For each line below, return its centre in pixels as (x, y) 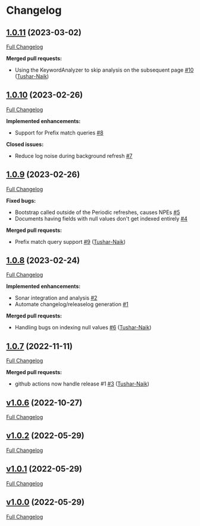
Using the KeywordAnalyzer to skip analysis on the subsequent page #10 (104, 70)
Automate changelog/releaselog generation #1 (71, 304)
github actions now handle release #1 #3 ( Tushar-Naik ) (82, 384)
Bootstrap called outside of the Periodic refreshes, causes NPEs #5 (97, 212)
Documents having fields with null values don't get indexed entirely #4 (101, 218)
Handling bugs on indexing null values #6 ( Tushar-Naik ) (83, 328)
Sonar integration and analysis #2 (56, 298)
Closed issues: (25, 144)
